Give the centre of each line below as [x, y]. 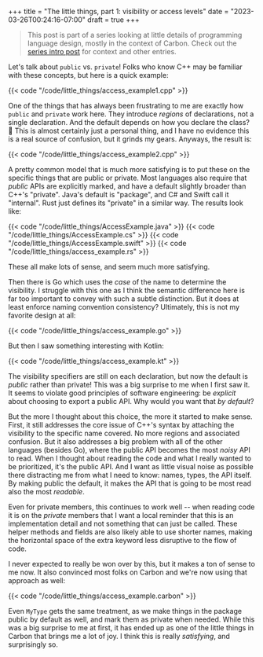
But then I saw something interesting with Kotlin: [86, 346]
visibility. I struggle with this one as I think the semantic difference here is [127, 290]
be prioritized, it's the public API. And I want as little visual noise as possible [131, 466]
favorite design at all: [42, 315]
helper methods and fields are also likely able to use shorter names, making [130, 532]
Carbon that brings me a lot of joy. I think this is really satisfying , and [119, 636]
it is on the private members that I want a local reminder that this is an [121, 515]
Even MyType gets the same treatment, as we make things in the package [125, 611]
